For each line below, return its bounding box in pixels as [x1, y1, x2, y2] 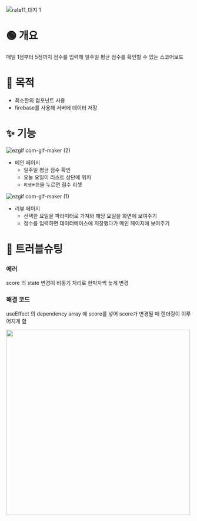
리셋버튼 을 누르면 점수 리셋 [23, 181, 82, 188]
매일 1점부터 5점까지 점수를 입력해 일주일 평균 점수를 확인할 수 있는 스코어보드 [6, 53, 184, 60]
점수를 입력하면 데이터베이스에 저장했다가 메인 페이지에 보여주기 [23, 220, 170, 227]
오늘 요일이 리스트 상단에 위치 [23, 174, 91, 181]
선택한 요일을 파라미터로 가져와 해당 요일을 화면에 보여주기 [23, 212, 158, 219]
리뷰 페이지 [14, 205, 41, 212]
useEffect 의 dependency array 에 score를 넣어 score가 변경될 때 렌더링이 [6, 310, 181, 317]
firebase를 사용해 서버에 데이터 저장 [14, 104, 98, 111]
